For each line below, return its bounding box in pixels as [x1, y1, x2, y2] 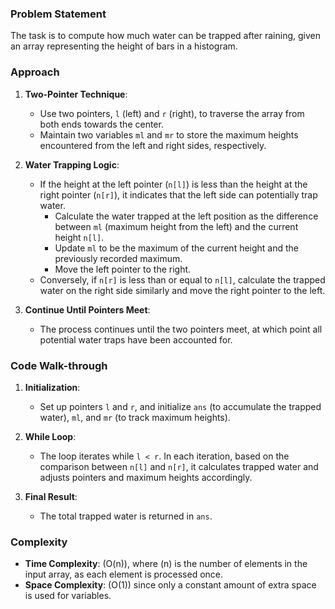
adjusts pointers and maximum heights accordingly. [39, 471, 253, 483]
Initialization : [24, 381, 81, 393]
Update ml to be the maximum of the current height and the [54, 242, 300, 254]
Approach [10, 65, 60, 79]
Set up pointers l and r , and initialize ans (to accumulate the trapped [39, 400, 322, 412]
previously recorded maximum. [54, 252, 183, 264]
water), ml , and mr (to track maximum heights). [39, 411, 231, 423]
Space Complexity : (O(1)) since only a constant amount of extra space [24, 579, 317, 591]
